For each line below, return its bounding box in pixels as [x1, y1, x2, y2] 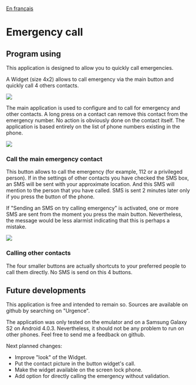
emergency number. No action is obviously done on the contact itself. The [6, 117, 185, 124]
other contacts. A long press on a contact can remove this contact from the [6, 111, 188, 117]
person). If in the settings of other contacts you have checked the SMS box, [6, 174, 190, 181]
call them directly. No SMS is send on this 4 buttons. [6, 268, 133, 275]
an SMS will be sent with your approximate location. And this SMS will [6, 181, 175, 188]
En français [6, 5, 33, 12]
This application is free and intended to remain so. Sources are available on [6, 301, 188, 308]
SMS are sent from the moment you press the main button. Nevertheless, [6, 211, 183, 218]
